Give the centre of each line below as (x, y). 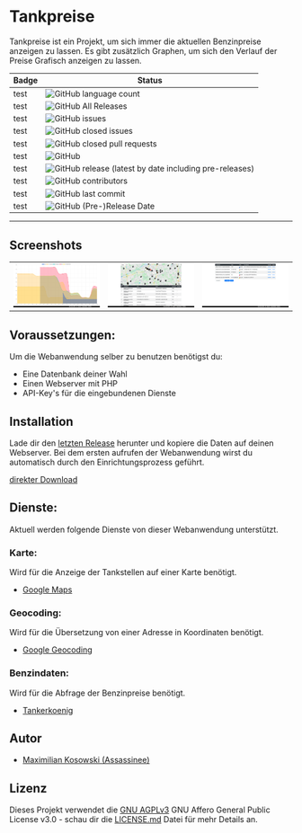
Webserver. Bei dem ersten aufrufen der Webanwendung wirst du (131, 452)
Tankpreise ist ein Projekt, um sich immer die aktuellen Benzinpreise (135, 41)
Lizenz (28, 788)
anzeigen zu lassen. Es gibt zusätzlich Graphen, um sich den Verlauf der (143, 50)
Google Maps (47, 589)
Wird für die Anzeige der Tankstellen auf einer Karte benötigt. (123, 572)
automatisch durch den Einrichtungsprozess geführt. (107, 462)
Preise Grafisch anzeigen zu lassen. (75, 60)
